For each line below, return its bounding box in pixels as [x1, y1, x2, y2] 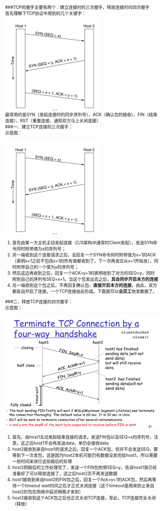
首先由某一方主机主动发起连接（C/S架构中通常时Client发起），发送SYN [12, 240, 153, 245]
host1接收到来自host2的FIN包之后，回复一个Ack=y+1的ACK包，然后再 [12, 476, 152, 483]
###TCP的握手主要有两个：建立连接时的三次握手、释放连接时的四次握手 [5, 4, 150, 10]
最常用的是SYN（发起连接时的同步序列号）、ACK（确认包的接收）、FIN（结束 [5, 111, 158, 117]
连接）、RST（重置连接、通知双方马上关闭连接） [5, 118, 101, 123]
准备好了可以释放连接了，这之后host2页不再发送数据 [12, 471, 118, 476]
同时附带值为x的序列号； [16, 246, 66, 252]
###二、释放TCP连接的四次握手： [5, 299, 73, 304]
